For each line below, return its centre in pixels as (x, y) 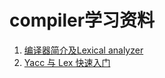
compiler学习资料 (82, 20)
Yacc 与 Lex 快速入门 (67, 62)
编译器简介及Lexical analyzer (83, 50)
